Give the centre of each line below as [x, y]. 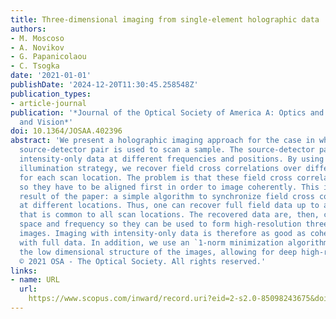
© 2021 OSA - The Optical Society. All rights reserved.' [143, 261]
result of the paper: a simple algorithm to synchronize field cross [167, 196]
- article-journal [48, 103]
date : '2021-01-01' [51, 76]
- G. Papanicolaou [48, 57]
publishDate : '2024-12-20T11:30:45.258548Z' [104, 85]
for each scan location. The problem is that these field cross [156, 177]
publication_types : [51, 94]
